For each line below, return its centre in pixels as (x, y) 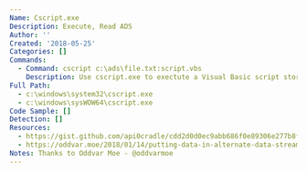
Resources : (30, 128)
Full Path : (30, 86)
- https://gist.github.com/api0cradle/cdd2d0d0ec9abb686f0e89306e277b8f (159, 137)
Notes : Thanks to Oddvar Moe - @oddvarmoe (91, 153)
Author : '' (30, 35)
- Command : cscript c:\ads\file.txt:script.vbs (110, 69)
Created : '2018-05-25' (53, 43)
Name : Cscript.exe (44, 18)
